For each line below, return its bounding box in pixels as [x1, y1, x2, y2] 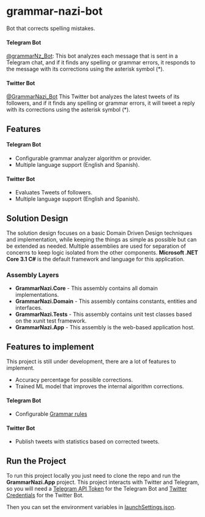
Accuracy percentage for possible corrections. [15, 376, 133, 384]
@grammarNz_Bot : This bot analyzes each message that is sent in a [6, 52, 179, 59]
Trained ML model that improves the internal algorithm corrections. [15, 383, 184, 390]
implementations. [15, 291, 59, 299]
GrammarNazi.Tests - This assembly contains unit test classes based [15, 311, 192, 318]
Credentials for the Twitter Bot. [6, 492, 84, 499]
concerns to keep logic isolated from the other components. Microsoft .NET [6, 248, 198, 256]
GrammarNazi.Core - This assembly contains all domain [15, 285, 158, 292]
